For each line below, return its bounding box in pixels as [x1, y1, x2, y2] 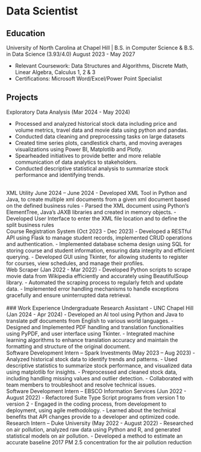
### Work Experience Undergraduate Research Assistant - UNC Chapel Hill [6, 304, 194, 311]
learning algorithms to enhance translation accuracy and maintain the [6, 336, 179, 344]
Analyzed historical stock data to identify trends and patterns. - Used [6, 355, 178, 362]
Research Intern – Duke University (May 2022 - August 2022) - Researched [6, 419, 194, 427]
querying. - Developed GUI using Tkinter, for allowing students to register [6, 253, 188, 260]
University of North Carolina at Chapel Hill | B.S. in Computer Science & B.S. [6, 44, 194, 51]
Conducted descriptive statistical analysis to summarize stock [14, 164, 169, 172]
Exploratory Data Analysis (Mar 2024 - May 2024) [6, 108, 131, 116]
